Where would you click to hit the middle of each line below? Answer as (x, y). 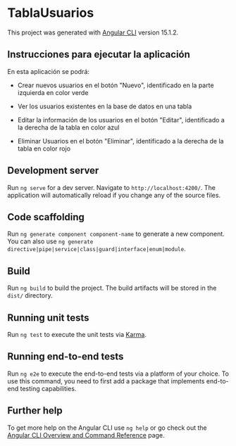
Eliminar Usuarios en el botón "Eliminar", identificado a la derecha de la (120, 141)
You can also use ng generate (50, 241)
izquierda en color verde (53, 92)
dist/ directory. (30, 295)
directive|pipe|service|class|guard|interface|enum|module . (97, 249)
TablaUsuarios (51, 13)
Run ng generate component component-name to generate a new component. (116, 234)
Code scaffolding (46, 217)
